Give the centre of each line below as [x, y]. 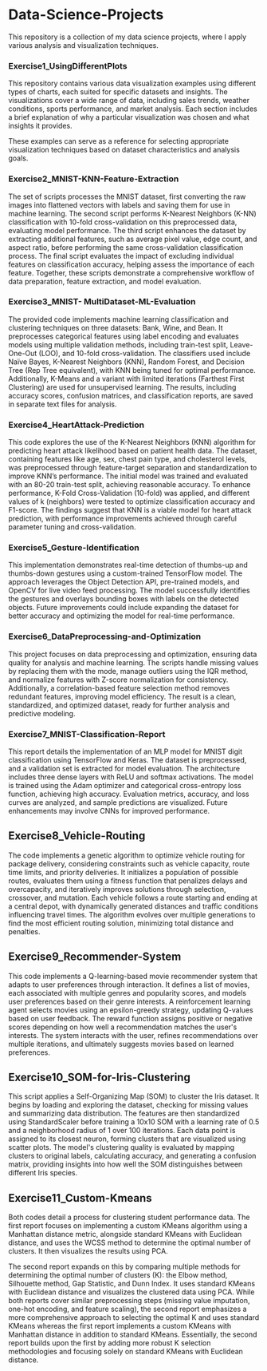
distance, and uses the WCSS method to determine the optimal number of [130, 1242]
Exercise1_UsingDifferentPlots [68, 65]
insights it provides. [41, 126]
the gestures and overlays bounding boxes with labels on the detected [124, 599]
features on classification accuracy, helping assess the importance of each [132, 264]
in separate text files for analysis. [63, 404]
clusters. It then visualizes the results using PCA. [88, 1251]
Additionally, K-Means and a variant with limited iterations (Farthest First [126, 378]
